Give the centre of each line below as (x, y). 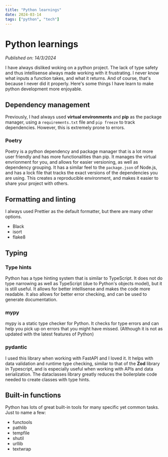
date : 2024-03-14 (23, 15)
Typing (16, 253)
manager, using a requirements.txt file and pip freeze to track (70, 122)
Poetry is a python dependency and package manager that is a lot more (79, 152)
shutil (18, 438)
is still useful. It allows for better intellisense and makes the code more (78, 289)
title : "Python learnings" (33, 10)
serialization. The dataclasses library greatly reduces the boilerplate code (81, 374)
